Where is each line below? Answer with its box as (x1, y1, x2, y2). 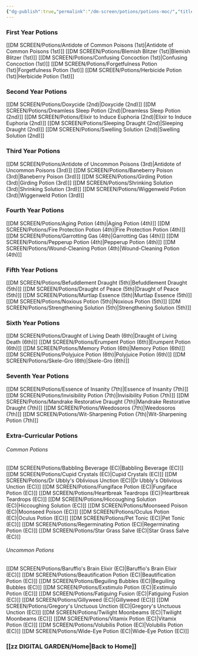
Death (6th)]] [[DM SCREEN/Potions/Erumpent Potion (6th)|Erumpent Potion (6, 338, 191, 345)
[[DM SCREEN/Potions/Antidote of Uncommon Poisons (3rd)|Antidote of (6, 160, 181, 167)
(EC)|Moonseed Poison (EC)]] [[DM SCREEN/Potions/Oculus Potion (6, 508, 170, 515)
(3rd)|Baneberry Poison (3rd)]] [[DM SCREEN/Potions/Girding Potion (6, 173, 173, 180)
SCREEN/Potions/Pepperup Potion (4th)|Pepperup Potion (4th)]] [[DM (6, 238, 176, 245)
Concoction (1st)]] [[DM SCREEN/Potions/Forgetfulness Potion (6, 60, 157, 67)
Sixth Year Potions (6, 319, 60, 327)
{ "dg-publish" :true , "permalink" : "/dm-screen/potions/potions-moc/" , (6, 8, 178, 15)
